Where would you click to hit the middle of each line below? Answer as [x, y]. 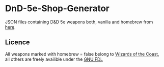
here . [10, 27]
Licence [18, 42]
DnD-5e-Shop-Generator [57, 8]
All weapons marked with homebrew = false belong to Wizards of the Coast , [82, 54]
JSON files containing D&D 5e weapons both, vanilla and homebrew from [79, 22]
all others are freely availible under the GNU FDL [54, 59]
